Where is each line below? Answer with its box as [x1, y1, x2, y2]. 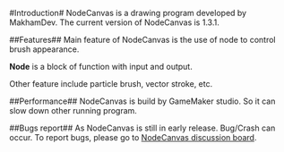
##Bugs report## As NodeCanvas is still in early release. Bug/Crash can [9, 122, 276, 133]
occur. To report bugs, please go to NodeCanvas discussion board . [9, 132, 257, 142]
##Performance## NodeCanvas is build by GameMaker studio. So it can [9, 96, 276, 106]
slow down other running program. [9, 106, 137, 115]
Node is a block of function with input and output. [9, 62, 193, 72]
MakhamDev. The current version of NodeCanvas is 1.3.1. [9, 17, 219, 28]
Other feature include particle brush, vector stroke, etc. [9, 79, 213, 89]
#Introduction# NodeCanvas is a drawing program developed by [9, 8, 247, 18]
